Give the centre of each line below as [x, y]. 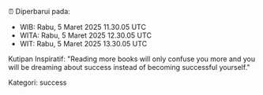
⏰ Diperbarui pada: [39, 11]
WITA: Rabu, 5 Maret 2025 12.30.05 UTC [86, 35]
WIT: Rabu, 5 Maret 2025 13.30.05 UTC [83, 44]
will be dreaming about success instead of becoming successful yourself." [129, 67]
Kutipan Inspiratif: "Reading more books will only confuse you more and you [132, 59]
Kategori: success [38, 82]
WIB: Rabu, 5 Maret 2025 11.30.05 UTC [83, 27]
